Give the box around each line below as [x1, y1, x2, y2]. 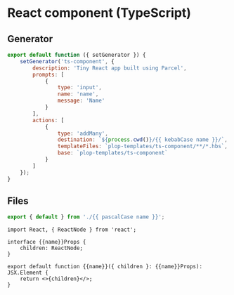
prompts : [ [32, 71, 65, 78]
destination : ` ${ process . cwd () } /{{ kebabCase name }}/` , [57, 136, 228, 143]
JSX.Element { [7, 269, 49, 277]
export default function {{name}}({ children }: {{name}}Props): [7, 263, 202, 270]
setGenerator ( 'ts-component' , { [20, 58, 115, 65]
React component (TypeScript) [7, 5, 192, 21]
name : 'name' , [57, 91, 99, 98]
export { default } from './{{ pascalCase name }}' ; [7, 214, 165, 221]
